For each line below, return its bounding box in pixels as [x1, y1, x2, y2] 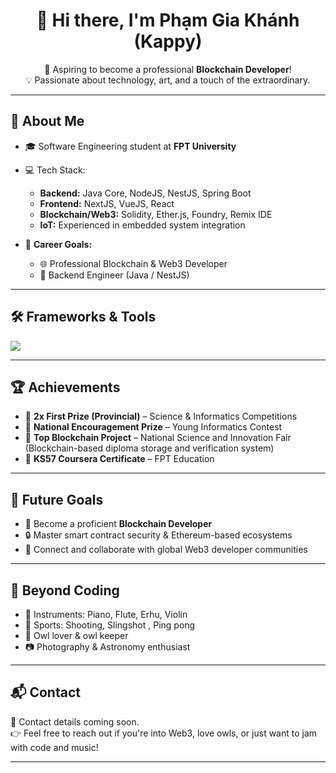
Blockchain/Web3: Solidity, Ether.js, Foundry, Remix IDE [39, 208, 273, 220]
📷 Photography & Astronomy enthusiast [24, 641, 191, 653]
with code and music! [10, 741, 99, 753]
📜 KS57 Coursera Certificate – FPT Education [24, 453, 215, 465]
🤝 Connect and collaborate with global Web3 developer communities [24, 544, 308, 556]
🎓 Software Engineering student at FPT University [24, 140, 237, 152]
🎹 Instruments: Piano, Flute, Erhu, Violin [24, 609, 188, 620]
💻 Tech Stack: [24, 164, 86, 176]
